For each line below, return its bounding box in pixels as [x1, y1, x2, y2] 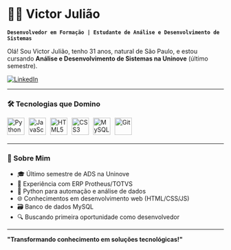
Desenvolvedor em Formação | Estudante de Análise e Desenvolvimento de [7, 29, 220, 36]
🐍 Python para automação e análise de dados [16, 187, 146, 195]
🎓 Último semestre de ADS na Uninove [16, 169, 129, 178]
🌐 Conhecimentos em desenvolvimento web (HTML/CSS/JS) [16, 194, 190, 202]
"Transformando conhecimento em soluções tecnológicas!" [7, 235, 184, 243]
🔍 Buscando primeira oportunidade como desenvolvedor [16, 213, 180, 221]
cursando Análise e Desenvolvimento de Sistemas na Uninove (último [7, 54, 208, 63]
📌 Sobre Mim [7, 154, 51, 163]
